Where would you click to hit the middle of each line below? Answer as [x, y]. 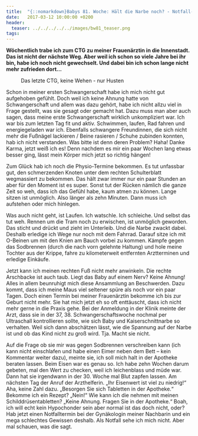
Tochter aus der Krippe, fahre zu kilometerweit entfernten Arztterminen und [98, 253]
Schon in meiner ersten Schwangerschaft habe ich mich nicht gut [85, 92]
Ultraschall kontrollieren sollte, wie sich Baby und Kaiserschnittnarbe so [93, 321]
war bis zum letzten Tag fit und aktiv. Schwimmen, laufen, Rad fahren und [95, 123]
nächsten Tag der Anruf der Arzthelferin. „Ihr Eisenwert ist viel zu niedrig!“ [96, 383]
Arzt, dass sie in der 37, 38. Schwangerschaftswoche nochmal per [86, 315]
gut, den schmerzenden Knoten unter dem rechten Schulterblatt [84, 173]
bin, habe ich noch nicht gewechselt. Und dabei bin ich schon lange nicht [97, 63]
